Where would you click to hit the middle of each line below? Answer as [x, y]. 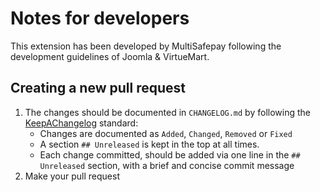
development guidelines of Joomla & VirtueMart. [110, 56]
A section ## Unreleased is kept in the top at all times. [149, 144]
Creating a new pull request [98, 88]
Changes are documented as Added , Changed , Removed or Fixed [166, 133]
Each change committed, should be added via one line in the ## [170, 154]
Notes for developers [100, 18]
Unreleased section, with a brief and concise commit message [167, 165]
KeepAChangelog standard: [81, 123]
